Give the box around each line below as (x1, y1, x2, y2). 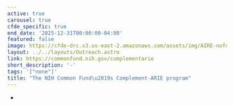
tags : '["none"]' (7, 68, 58, 75)
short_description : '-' (7, 62, 77, 69)
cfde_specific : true (7, 23, 68, 30)
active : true (7, 10, 45, 17)
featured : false (7, 36, 54, 43)
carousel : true (7, 17, 52, 24)
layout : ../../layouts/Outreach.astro (7, 49, 120, 56)
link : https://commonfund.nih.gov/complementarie (7, 55, 155, 62)
